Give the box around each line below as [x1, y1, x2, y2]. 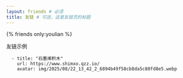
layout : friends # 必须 [6, 8, 64, 15]
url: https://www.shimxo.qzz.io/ [17, 60, 100, 67]
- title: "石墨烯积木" [11, 56, 64, 61]
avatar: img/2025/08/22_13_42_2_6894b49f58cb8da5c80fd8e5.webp [17, 66, 178, 71]
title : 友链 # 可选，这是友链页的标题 [6, 14, 91, 20]
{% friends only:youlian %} [6, 30, 73, 37]
